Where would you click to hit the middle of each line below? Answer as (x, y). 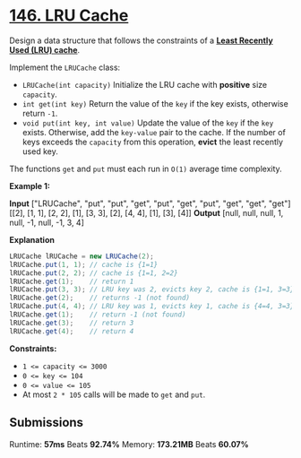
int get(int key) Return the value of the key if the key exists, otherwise (155, 103)
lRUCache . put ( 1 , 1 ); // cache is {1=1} (84, 264)
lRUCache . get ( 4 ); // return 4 (72, 331)
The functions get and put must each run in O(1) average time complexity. (146, 169)
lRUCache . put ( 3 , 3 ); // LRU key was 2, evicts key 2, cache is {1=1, (142, 289)
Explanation (32, 239)
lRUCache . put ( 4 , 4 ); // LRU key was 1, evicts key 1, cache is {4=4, (142, 307)
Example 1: (30, 186)
